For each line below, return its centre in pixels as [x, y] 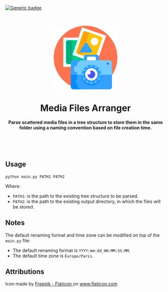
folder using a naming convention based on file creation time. [86, 128]
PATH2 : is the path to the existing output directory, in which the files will [87, 201]
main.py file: [18, 240]
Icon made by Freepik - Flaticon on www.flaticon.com [62, 284]
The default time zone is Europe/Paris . [53, 256]
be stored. [23, 207]
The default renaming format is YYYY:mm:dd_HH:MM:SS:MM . [72, 250]
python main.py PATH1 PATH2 [35, 177]
